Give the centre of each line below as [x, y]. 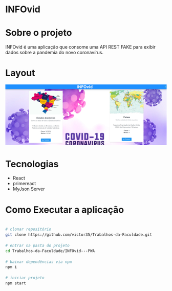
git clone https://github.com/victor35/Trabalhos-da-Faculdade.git [79, 235]
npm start [16, 283]
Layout [20, 73]
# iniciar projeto [25, 278]
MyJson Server [29, 189]
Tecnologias [32, 164]
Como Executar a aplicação [65, 209]
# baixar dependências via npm [39, 262]
